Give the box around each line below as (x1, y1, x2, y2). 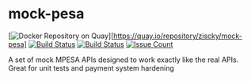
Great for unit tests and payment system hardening (8, 63, 174, 72)
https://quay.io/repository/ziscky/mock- (113, 31, 243, 40)
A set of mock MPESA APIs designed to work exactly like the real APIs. (8, 55, 239, 64)
